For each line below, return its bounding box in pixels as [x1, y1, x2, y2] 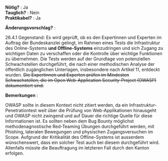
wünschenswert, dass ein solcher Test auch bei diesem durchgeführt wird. [5, 139, 160, 145]
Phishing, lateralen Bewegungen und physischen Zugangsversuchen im [5, 129, 153, 135]
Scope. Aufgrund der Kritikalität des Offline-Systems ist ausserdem [5, 134, 144, 140]
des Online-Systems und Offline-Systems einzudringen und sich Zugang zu [5, 45, 163, 51]
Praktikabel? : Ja [5, 15, 41, 21]
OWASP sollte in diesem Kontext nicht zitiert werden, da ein [5, 102, 128, 108]
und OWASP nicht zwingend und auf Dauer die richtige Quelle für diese [5, 113, 153, 119]
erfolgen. [5, 150, 24, 156]
